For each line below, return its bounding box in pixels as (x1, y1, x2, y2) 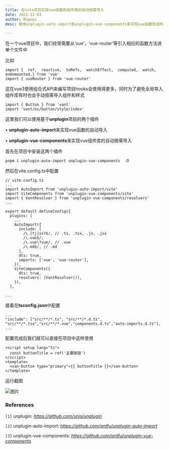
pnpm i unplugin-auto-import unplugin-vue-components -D (5, 159, 129, 164)
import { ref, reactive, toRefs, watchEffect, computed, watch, (5, 68, 156, 73)
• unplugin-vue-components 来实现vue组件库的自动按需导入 (5, 137, 132, 144)
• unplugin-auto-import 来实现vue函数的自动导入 (5, 127, 108, 133)
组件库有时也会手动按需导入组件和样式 (5, 92, 84, 98)
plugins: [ (10, 213, 33, 219)
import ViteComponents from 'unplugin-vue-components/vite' (5, 191, 134, 196)
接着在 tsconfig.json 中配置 (5, 303, 60, 309)
